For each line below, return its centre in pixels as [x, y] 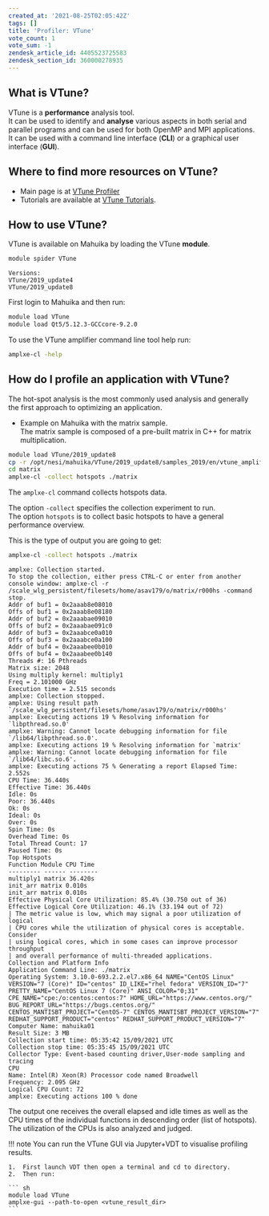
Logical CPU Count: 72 [46, 1089]
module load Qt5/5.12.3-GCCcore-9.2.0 [73, 325]
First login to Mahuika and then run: [67, 303]
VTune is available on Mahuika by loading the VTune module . [109, 244]
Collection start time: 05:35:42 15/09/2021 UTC [91, 1040]
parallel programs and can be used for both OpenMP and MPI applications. [132, 129]
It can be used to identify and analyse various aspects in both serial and [127, 120]
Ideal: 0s [25, 815]
